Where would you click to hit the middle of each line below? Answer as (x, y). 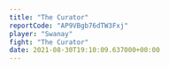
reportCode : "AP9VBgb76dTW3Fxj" (69, 26)
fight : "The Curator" (49, 42)
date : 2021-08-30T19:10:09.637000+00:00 (85, 50)
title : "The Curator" (49, 17)
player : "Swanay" (41, 34)
